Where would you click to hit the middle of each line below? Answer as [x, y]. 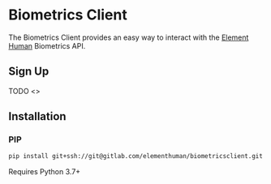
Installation [37, 116]
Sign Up [29, 72]
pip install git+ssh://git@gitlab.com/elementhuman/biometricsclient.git [136, 156]
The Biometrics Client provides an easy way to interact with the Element [129, 37]
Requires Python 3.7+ [45, 172]
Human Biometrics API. [47, 45]
